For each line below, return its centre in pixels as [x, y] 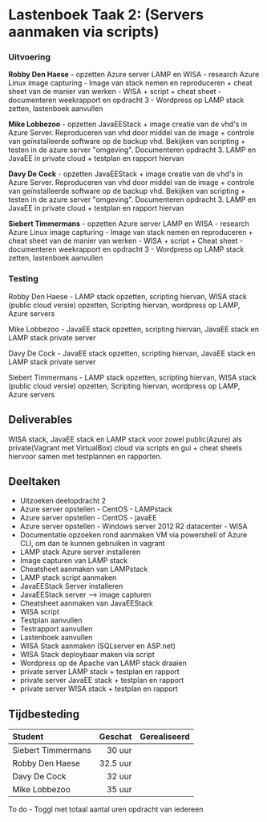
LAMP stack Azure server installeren [80, 552]
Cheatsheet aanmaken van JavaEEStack [87, 603]
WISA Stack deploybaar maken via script [87, 655]
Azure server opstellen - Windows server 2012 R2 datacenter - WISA [133, 526]
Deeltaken [34, 481]
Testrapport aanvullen [56, 629]
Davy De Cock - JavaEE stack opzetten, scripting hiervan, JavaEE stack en [132, 353]
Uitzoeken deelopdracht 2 [63, 501]
